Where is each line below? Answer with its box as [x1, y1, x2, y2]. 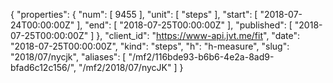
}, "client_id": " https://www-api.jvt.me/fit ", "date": [96, 30, 301, 41]
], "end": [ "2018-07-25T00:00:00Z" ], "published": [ [76, 19, 293, 31]
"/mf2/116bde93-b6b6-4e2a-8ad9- [128, 51, 275, 63]
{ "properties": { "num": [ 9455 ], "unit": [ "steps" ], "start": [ [10, 9, 258, 20]
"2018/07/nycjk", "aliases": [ [10, 51, 127, 63]
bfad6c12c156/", [10, 62, 77, 73]
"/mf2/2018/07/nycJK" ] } [78, 62, 184, 73]
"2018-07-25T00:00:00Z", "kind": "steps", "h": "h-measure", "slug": [10, 40, 290, 52]
